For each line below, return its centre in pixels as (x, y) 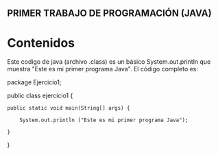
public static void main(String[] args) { (69, 108)
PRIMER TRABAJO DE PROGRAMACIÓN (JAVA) (109, 13)
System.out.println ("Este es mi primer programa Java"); (104, 120)
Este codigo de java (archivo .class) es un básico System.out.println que (109, 62)
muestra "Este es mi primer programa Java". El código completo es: (103, 69)
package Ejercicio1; (34, 82)
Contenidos (41, 43)
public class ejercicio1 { (40, 96)
